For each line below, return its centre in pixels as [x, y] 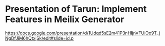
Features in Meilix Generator [65, 19]
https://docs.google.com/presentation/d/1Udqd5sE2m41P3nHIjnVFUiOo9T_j [82, 33]
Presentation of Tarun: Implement [76, 9]
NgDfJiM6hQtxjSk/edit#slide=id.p [39, 38]
